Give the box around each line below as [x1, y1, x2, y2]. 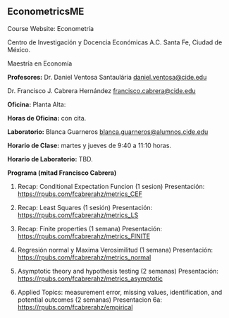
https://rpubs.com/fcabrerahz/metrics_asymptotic [17, 274, 163, 283]
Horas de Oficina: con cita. [7, 114, 87, 122]
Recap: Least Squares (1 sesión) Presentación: [17, 203, 153, 212]
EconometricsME [7, 6, 85, 18]
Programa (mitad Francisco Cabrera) [7, 169, 117, 177]
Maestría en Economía [7, 59, 73, 68]
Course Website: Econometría [7, 24, 94, 32]
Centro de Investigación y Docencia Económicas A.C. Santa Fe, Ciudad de [7, 38, 223, 47]
